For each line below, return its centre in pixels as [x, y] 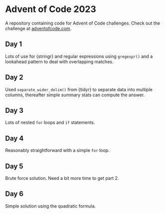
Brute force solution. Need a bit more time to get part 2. [62, 178]
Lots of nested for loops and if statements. [50, 123]
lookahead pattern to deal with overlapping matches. [59, 62]
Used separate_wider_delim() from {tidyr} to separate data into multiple [79, 89]
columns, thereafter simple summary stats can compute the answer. [75, 95]
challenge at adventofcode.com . [38, 28]
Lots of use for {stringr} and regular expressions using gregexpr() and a [79, 56]
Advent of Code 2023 [51, 9]
